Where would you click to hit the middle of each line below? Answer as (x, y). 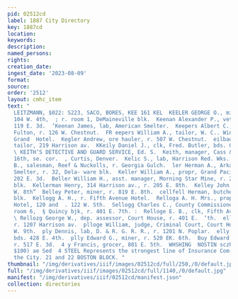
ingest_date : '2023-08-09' (47, 73)
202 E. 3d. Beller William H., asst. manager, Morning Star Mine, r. (120, 179)
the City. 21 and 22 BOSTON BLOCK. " (69, 258)
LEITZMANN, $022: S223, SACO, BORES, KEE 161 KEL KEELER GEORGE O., (118, 113)
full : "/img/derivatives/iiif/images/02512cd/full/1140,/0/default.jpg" (117, 271)
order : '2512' (28, 93)
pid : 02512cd (27, 14)
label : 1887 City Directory (49, 21)
